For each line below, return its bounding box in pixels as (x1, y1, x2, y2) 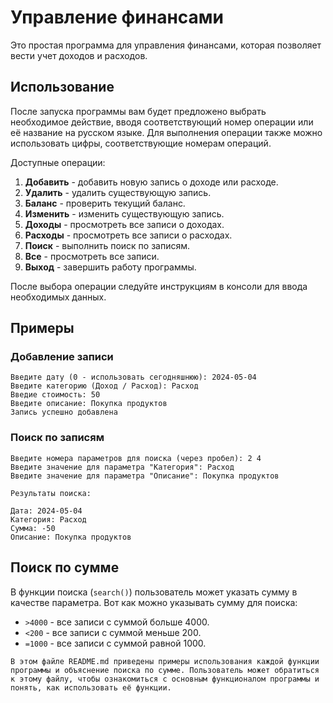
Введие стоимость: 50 (10, 390, 101, 400)
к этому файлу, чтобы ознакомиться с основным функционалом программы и (10, 674, 320, 684)
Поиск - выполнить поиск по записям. (24, 239, 191, 251)
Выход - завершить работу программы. (24, 261, 197, 273)
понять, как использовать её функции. (10, 682, 172, 693)
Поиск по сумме (10, 559, 120, 576)
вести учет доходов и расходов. (10, 49, 148, 61)
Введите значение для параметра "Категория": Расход (10, 462, 235, 472)
